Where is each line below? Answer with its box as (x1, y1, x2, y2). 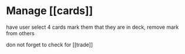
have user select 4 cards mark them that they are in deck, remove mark (6, 23, 179, 31)
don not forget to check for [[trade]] (6, 41, 93, 48)
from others (6, 29, 35, 36)
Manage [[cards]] (6, 4, 93, 18)
